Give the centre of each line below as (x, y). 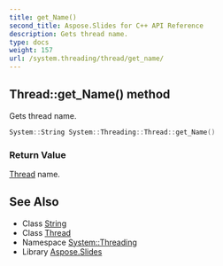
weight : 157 (31, 51)
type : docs (29, 42)
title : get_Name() (43, 17)
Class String (44, 223)
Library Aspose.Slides (62, 251)
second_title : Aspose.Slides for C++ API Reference (106, 26)
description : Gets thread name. (69, 34)
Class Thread (46, 232)
